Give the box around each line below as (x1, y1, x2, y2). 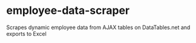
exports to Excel (6, 30, 47, 37)
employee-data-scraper (6, 4, 130, 18)
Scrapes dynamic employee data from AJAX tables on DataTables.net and (6, 24, 191, 31)
